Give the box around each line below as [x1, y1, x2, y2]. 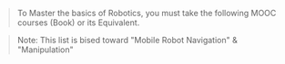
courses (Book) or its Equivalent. [16, 17, 140, 28]
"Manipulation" [16, 44, 74, 55]
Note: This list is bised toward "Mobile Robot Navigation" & [16, 35, 238, 45]
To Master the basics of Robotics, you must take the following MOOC [16, 8, 277, 18]
